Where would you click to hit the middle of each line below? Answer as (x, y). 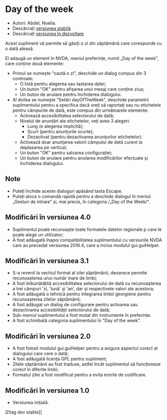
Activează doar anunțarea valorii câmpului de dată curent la (81, 142)
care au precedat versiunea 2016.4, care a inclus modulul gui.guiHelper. (86, 245)
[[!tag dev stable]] (24, 412)
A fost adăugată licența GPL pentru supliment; (60, 359)
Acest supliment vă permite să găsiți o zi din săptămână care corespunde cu (83, 43)
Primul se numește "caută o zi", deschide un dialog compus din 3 (79, 73)
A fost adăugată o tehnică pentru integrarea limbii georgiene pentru (82, 294)
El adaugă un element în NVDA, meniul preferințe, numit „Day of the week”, (82, 58)
